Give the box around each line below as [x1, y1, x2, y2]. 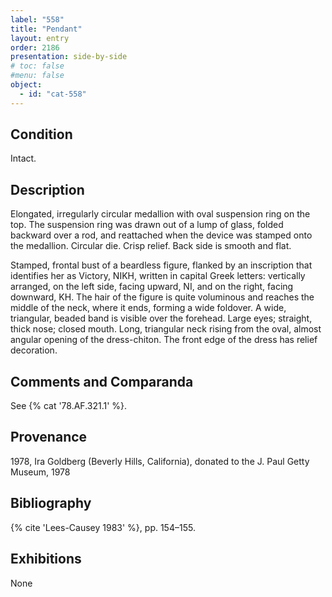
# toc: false [10, 61, 65, 71]
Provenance [10, 429, 88, 446]
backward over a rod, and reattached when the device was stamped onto [10, 229, 313, 241]
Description [10, 181, 85, 198]
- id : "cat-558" [19, 89, 87, 99]
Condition [10, 126, 73, 143]
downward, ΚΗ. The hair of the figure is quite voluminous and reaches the [10, 291, 315, 303]
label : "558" [10, 14, 65, 25]
